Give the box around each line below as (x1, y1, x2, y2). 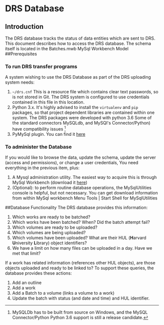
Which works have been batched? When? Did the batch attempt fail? (12, 219, 150, 225)
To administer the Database (5, 143, 72, 150)
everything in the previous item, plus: (5, 165, 80, 171)
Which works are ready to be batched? (12, 214, 90, 220)
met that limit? (12, 250, 41, 257)
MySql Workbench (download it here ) (12, 179, 88, 186)
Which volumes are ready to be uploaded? (12, 224, 98, 230)
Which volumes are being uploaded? (12, 230, 86, 236)
